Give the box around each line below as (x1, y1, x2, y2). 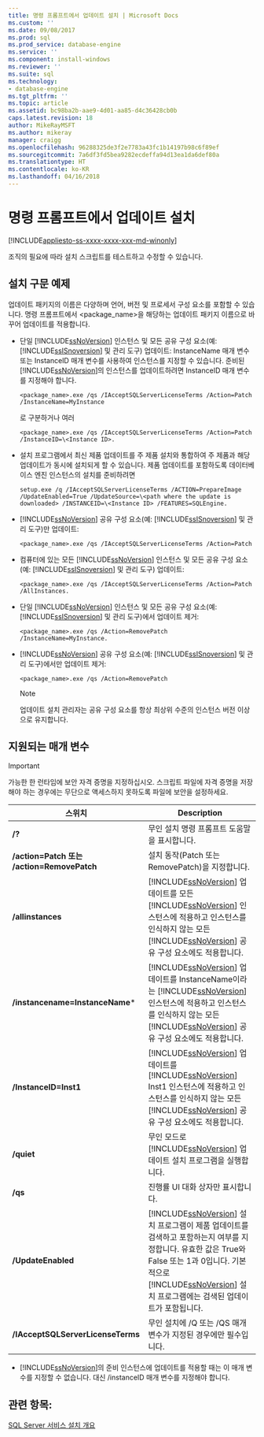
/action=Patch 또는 (12, 851, 83, 862)
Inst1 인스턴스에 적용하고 (148, 1081, 236, 1092)
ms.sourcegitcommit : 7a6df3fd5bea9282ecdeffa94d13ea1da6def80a (8, 150, 220, 158)
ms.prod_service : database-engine (8, 41, 122, 49)
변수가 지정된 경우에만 (148, 1329, 225, 1340)
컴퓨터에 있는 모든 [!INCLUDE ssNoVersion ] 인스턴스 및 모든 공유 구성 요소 (19, 555, 249, 564)
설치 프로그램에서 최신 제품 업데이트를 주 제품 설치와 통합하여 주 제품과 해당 (19, 450, 251, 459)
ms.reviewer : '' (8, 63, 61, 71)
